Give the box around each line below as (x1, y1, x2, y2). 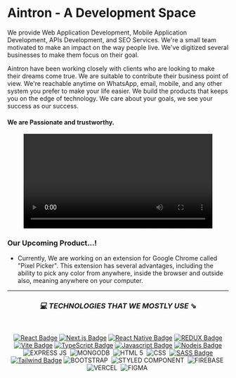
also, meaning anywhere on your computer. (17, 277, 144, 285)
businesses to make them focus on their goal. (7, 51, 139, 59)
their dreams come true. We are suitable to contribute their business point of (7, 72, 229, 80)
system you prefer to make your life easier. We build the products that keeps (7, 87, 228, 95)
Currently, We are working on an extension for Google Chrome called (17, 254, 218, 263)
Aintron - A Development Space (7, 5, 197, 21)
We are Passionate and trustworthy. (7, 118, 114, 126)
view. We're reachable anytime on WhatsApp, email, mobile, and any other (7, 79, 223, 87)
